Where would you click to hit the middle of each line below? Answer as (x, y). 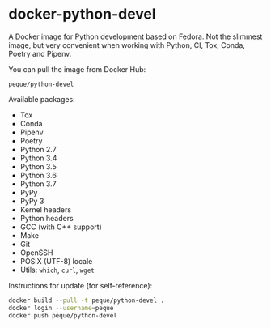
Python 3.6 (38, 175)
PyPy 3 (32, 201)
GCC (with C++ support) (61, 227)
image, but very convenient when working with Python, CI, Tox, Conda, (127, 45)
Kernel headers (45, 209)
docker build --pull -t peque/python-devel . (86, 300)
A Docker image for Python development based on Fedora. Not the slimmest (135, 36)
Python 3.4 (38, 158)
